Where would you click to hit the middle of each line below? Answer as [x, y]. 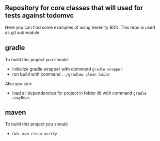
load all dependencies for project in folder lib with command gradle [79, 93]
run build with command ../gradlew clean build [61, 74]
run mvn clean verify [34, 134]
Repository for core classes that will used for [74, 8]
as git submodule [22, 32]
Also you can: [19, 83]
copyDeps [21, 97]
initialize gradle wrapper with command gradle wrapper [67, 69]
